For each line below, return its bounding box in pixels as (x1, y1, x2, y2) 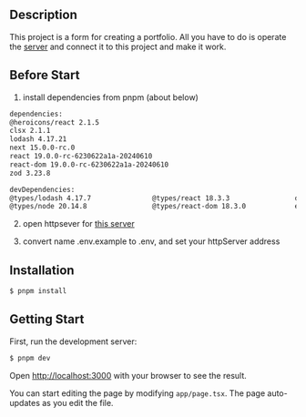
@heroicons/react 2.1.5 (9, 117, 100, 127)
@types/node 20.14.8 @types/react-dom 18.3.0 (9, 202, 247, 211)
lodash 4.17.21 (9, 135, 67, 144)
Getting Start (9, 311, 85, 327)
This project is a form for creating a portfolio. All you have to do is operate (9, 31, 287, 42)
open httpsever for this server (22, 219, 135, 229)
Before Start (9, 67, 80, 83)
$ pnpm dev (9, 353, 51, 362)
